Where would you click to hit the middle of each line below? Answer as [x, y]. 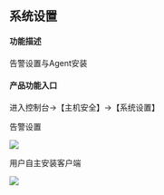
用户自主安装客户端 [45, 162]
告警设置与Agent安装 [48, 63]
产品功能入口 [33, 85]
